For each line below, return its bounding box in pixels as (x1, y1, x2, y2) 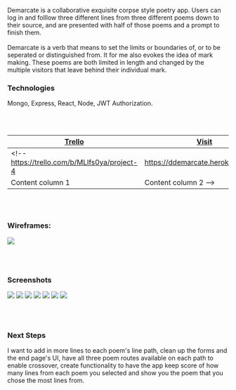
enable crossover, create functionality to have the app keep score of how (7, 361, 219, 370)
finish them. (7, 28, 42, 37)
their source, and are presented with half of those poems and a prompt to (7, 21, 220, 29)
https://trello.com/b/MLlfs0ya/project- (11, 157, 138, 167)
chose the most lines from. (7, 376, 85, 385)
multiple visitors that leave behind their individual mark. (7, 66, 167, 74)
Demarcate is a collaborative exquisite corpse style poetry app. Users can (7, 6, 221, 14)
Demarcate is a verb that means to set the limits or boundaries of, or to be (7, 44, 221, 51)
